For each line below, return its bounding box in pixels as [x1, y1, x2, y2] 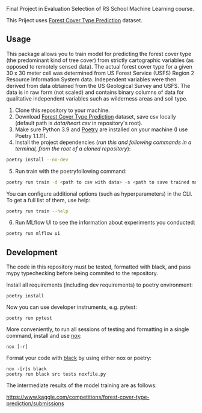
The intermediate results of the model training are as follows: [6, 382, 158, 389]
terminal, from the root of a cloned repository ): [14, 144, 131, 152]
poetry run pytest [6, 315, 52, 321]
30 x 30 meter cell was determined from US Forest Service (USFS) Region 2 [6, 69, 194, 76]
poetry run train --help [6, 208, 69, 214]
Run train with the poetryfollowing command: [14, 167, 127, 175]
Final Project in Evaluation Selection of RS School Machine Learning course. [6, 5, 194, 12]
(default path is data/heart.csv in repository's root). [14, 119, 143, 126]
